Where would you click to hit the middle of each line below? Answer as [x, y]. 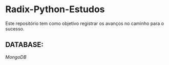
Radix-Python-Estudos [55, 9]
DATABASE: [24, 45]
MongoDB [16, 57]
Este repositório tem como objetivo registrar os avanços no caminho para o [85, 23]
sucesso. [15, 28]
